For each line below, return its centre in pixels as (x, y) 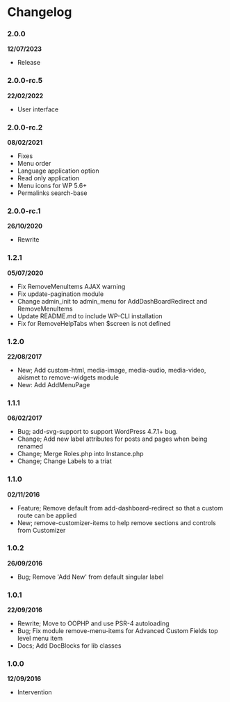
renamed (30, 446)
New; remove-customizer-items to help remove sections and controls (117, 522)
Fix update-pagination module (60, 294)
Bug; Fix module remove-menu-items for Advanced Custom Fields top (118, 631)
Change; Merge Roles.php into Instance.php (80, 454)
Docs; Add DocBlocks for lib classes (69, 646)
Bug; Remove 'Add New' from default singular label (90, 577)
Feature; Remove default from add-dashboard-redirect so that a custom (120, 508)
